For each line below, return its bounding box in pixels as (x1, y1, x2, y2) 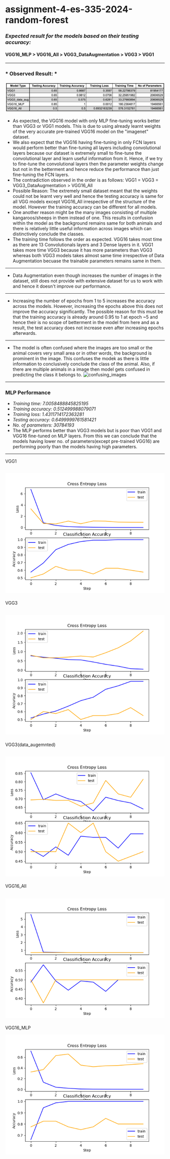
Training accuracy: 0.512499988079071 (12, 406, 96, 412)
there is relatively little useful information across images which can (12, 225, 152, 231)
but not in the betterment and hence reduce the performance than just (12, 166, 159, 172)
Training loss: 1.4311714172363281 (12, 411, 84, 417)
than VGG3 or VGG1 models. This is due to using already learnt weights (12, 123, 161, 129)
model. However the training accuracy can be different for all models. (12, 204, 158, 210)
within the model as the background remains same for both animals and (12, 220, 162, 226)
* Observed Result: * (5, 70, 57, 77)
